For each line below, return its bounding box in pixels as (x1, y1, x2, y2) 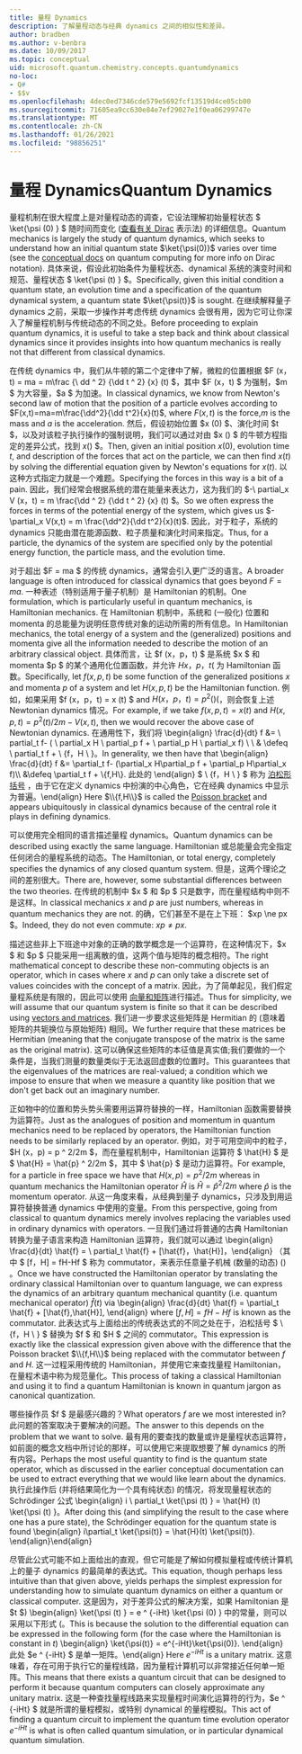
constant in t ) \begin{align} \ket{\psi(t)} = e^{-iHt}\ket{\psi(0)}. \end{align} (9, 1638, 284, 1649)
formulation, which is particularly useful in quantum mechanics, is (9, 595, 253, 607)
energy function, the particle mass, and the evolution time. (9, 546, 226, 558)
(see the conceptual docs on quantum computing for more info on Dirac (9, 252, 276, 263)
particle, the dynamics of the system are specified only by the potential (9, 537, 272, 548)
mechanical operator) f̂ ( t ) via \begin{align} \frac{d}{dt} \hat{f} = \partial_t (9, 1297, 280, 1309)
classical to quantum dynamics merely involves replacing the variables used (9, 1213, 291, 1223)
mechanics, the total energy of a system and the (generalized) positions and (9, 628, 292, 639)
